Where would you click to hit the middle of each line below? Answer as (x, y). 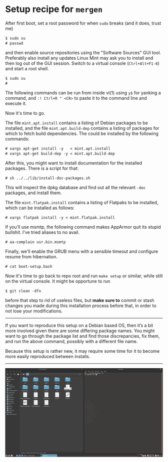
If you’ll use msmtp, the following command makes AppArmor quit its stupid (83, 227)
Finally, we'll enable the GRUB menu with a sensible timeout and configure (82, 251)
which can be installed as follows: (40, 208)
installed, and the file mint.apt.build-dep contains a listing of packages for (82, 128)
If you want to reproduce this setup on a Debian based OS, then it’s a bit (79, 325)
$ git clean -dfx (23, 291)
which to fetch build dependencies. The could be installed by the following (82, 133)
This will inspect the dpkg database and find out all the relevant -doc (75, 187)
